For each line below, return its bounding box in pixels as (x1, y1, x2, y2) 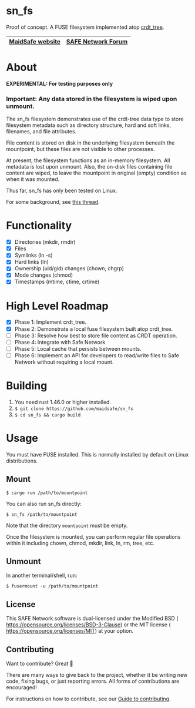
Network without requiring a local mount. (14, 358, 114, 365)
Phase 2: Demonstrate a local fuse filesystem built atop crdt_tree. (14, 325, 173, 333)
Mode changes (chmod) (14, 271, 73, 278)
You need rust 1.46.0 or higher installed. (14, 398, 112, 405)
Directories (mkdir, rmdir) (14, 239, 76, 246)
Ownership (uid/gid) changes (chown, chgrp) (14, 265, 125, 272)
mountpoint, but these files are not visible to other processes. (6, 146, 155, 153)
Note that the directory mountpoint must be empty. (6, 522, 128, 529)
